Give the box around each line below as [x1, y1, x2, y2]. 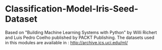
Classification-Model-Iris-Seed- [5, 3, 139, 14]
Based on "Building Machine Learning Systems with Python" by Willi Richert [5, 29, 157, 35]
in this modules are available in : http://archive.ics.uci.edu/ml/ [5, 39, 128, 45]
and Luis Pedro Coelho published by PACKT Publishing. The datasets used [5, 35, 155, 40]
